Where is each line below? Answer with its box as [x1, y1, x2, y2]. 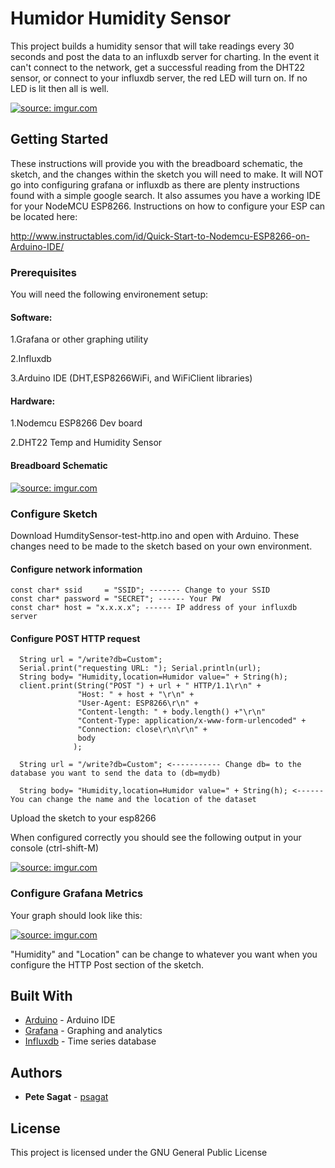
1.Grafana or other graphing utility [10, 333, 149, 346]
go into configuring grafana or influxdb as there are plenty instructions [10, 178, 300, 191]
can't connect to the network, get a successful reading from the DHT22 [10, 61, 306, 73]
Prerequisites [10, 265, 77, 279]
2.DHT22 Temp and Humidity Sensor [10, 437, 163, 449]
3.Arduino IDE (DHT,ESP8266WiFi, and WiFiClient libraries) [10, 372, 253, 384]
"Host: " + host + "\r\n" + [77, 690, 195, 700]
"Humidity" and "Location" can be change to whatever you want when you [10, 948, 318, 960]
